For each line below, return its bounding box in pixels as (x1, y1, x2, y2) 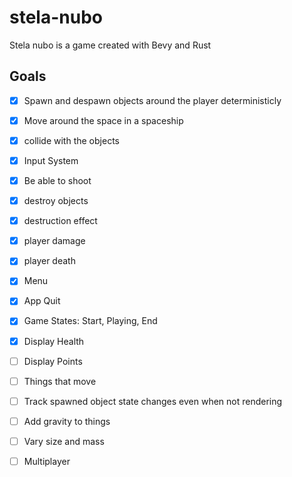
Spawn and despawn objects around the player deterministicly (23, 94, 282, 106)
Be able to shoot (23, 175, 92, 186)
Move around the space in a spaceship (23, 114, 184, 126)
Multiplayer (23, 455, 71, 467)
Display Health (23, 335, 85, 347)
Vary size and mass (23, 435, 105, 447)
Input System (23, 154, 79, 166)
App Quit (23, 295, 61, 307)
